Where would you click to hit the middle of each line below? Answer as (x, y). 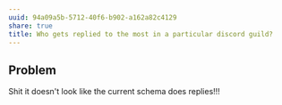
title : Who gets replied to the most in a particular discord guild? (141, 34)
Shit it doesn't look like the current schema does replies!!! (114, 92)
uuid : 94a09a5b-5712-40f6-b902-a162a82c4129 (93, 17)
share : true (30, 26)
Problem (33, 70)
